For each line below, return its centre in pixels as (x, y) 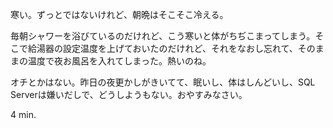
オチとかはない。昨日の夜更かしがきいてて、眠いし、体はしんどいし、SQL (163, 82)
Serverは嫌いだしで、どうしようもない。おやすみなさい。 (129, 94)
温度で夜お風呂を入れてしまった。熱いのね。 (119, 61)
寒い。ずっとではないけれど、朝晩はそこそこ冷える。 (119, 14)
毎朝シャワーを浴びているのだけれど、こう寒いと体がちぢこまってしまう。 (163, 36)
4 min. (23, 114)
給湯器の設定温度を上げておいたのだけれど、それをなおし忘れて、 (162, 48)
